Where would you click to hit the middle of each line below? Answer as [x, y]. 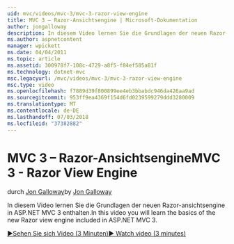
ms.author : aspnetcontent [45, 40]
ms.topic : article [34, 59]
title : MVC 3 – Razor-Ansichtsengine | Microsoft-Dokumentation [102, 20]
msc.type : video [31, 85]
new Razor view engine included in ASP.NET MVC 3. [83, 220]
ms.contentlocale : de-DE [43, 111]
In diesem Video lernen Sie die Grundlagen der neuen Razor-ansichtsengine [116, 205]
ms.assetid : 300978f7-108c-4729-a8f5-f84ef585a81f [82, 65]
